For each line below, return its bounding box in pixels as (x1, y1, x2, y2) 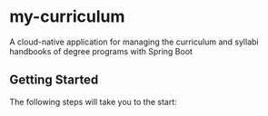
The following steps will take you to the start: (9, 96, 177, 107)
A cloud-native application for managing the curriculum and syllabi (9, 36, 259, 47)
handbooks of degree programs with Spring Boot (9, 45, 194, 56)
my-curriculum (9, 6, 125, 27)
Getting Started (9, 72, 99, 88)
